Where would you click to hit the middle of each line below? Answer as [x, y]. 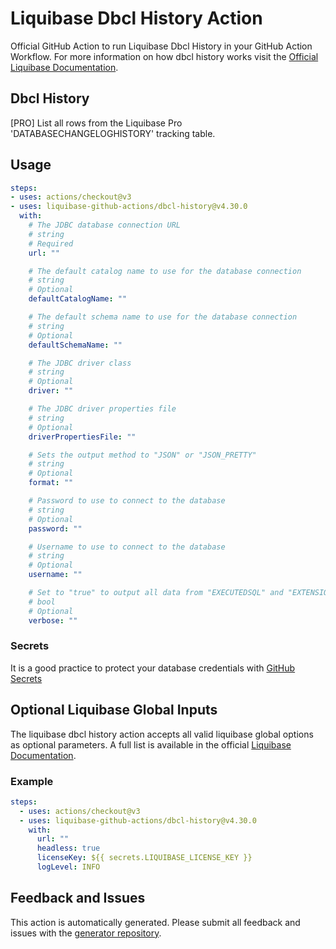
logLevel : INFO [68, 867]
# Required [51, 243]
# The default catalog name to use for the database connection [165, 271]
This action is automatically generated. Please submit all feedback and [155, 922]
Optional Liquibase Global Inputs [114, 710]
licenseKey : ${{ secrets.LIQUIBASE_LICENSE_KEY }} [144, 858]
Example [32, 781]
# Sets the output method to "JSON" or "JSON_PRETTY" [142, 455]
